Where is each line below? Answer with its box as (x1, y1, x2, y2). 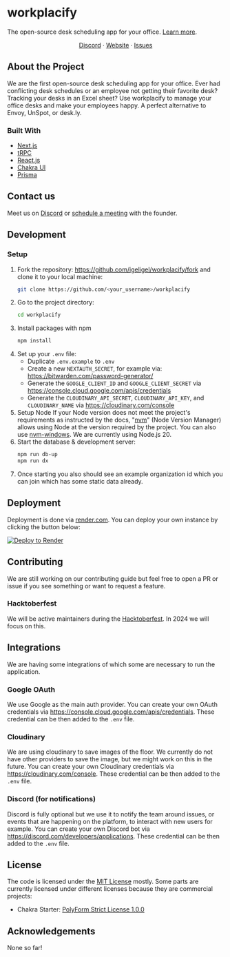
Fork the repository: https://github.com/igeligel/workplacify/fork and (17, 265, 211, 274)
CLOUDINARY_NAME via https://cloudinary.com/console (27, 401, 175, 409)
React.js (17, 156, 41, 165)
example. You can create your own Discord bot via (7, 825, 150, 833)
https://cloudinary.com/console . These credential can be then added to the (7, 770, 220, 778)
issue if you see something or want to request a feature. (7, 582, 166, 590)
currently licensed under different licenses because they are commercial (7, 885, 213, 893)
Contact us (7, 191, 56, 203)
